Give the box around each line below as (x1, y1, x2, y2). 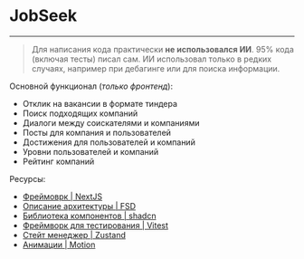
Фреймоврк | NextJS (22, 191, 103, 202)
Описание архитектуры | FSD (22, 200, 137, 211)
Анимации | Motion (22, 239, 96, 250)
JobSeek (9, 5, 78, 26)
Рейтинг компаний (22, 156, 95, 167)
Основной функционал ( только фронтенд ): (9, 81, 174, 91)
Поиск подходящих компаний (22, 108, 138, 119)
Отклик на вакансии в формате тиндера (22, 98, 178, 109)
